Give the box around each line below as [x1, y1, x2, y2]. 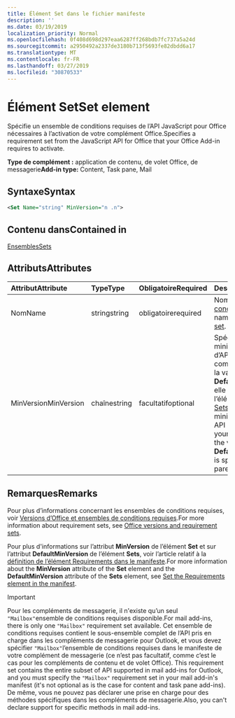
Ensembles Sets [7, 242, 52, 251]
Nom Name [10, 308, 47, 318]
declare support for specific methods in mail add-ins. [7, 703, 161, 711]
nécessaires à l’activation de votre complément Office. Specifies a [7, 129, 196, 138]
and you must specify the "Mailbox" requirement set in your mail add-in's [7, 673, 218, 682]
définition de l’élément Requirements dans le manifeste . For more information [7, 557, 227, 565]
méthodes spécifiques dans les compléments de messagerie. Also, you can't [7, 696, 227, 704]
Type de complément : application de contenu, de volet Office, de [7, 158, 198, 167]
